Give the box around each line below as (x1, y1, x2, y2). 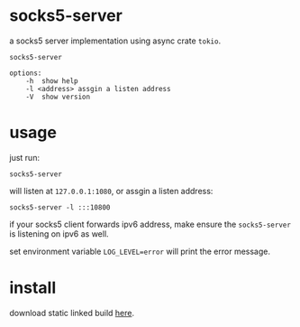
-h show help (25, 76, 78, 86)
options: (9, 69, 42, 78)
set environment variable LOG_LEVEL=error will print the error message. (9, 246, 271, 257)
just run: (9, 152, 41, 163)
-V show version (25, 92, 91, 101)
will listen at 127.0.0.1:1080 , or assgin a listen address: (9, 185, 214, 196)
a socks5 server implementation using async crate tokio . (9, 35, 222, 46)
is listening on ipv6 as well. (9, 228, 110, 239)
